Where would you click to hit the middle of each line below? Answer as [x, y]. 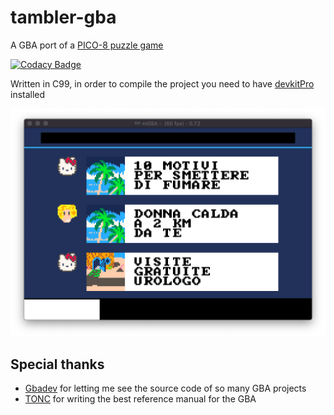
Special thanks [57, 364]
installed [28, 94]
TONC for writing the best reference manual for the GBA [140, 399]
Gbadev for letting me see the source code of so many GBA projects [165, 388]
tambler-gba [63, 17]
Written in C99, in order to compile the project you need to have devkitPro [162, 83]
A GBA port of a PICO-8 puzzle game [87, 45]
